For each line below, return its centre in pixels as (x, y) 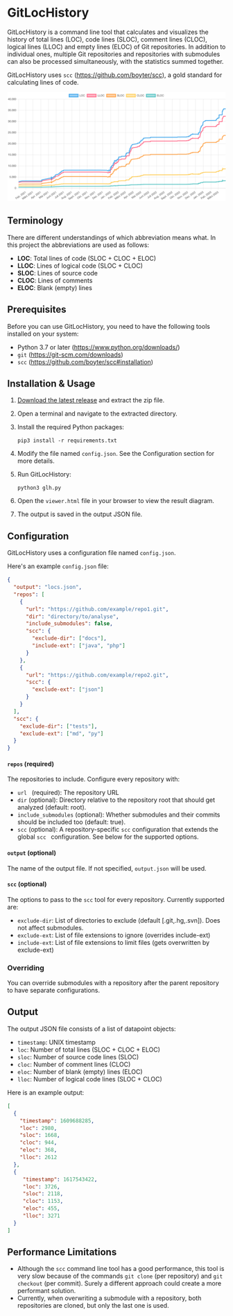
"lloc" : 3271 (41, 1216)
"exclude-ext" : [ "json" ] (68, 690)
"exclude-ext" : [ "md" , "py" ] (62, 733)
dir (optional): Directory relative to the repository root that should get (116, 800)
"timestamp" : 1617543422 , (60, 1179)
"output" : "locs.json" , (48, 588)
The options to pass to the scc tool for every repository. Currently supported (116, 899)
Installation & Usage (51, 383)
